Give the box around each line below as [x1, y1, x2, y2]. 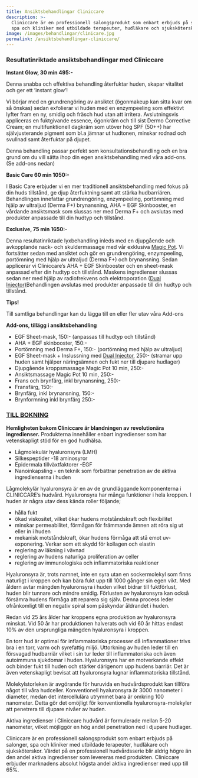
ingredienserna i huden [14, 474, 71, 481]
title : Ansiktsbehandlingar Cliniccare [6, 8, 104, 15]
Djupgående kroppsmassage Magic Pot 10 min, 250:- [14, 365, 144, 372]
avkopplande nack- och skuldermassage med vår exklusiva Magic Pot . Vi [6, 244, 184, 251]
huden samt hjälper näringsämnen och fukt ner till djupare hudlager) [14, 358, 181, 365]
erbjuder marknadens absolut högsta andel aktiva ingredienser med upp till [6, 760, 189, 767]
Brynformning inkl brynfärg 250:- [14, 396, 95, 403]
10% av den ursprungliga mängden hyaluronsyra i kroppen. [6, 626, 150, 633]
